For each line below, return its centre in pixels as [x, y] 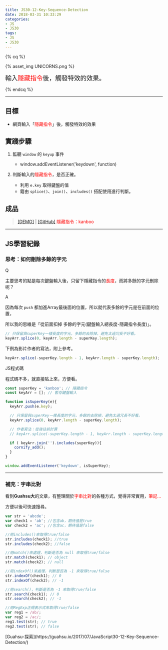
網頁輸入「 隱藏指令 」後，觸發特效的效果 [54, 124]
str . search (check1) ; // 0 [32, 594]
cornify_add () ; [30, 447]
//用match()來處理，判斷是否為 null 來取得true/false [57, 553]
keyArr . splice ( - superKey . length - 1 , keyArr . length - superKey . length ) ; [82, 358]
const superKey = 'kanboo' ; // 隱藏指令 [46, 388]
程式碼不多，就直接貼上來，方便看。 [42, 378]
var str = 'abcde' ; [25, 516]
